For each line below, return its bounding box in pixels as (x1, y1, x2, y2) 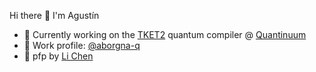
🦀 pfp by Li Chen (23, 50, 94, 62)
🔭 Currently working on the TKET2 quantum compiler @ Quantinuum (23, 29, 307, 40)
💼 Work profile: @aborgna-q (23, 40, 141, 51)
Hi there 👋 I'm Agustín (9, 10, 100, 21)
